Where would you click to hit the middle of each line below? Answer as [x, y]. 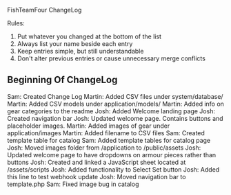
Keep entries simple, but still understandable [80, 51]
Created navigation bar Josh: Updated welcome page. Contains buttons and [115, 118]
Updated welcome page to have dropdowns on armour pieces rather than [112, 154]
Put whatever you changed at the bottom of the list [89, 36]
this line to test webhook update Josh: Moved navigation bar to [97, 176]
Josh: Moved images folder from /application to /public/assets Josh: [104, 148]
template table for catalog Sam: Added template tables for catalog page [109, 140]
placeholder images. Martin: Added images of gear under [89, 126]
